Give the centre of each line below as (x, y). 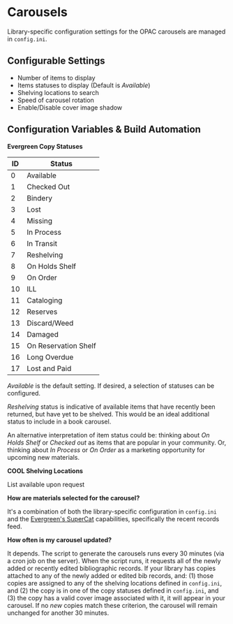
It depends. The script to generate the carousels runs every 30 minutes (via (116, 553)
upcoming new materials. (44, 457)
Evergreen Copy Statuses (45, 146)
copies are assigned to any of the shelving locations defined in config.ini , (114, 583)
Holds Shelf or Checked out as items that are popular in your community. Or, (117, 442)
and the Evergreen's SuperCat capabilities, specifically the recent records (113, 518)
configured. (24, 393)
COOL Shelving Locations (45, 471)
